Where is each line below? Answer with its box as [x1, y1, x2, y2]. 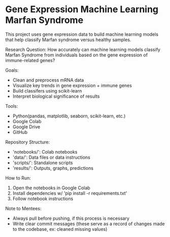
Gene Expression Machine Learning [5, 4, 159, 15]
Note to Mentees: [5, 205, 42, 212]
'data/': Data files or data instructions [12, 154, 90, 160]
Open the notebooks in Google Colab [12, 185, 90, 191]
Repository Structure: [5, 139, 50, 145]
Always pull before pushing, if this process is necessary [12, 215, 129, 221]
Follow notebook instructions [12, 195, 74, 201]
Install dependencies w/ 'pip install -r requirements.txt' [12, 190, 127, 196]
